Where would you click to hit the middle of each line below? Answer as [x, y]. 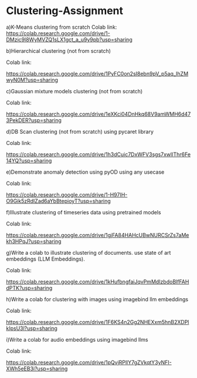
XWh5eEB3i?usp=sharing [37, 369]
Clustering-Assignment [65, 11]
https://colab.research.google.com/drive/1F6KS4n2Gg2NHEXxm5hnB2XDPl [98, 322]
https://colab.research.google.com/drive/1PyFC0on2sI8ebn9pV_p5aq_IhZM [97, 73]
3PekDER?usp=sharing [34, 120]
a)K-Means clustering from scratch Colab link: [62, 27]
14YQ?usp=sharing [29, 160]
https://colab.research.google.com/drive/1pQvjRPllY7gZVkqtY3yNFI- [89, 362]
